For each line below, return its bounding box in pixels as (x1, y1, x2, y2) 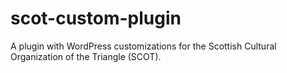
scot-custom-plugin (10, 7, 182, 30)
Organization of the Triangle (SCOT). (10, 50, 162, 62)
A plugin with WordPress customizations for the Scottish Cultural (10, 40, 277, 52)
